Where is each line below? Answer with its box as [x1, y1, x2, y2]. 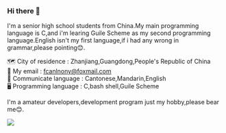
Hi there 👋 [7, 6, 41, 16]
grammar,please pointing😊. [7, 44, 86, 52]
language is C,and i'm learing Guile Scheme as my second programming [7, 29, 211, 37]
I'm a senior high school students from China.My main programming [7, 22, 199, 30]
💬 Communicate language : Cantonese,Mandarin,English [7, 75, 166, 83]
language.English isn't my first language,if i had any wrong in [7, 36, 179, 45]
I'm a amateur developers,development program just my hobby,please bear [7, 98, 220, 106]
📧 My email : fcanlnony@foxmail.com [7, 67, 112, 75]
